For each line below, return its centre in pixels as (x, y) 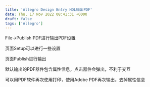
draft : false (19, 19)
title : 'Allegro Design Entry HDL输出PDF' (49, 10)
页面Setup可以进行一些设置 (33, 48)
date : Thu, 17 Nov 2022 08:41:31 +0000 (46, 14)
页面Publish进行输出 (26, 59)
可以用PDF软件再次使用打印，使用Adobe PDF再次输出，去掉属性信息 (75, 80)
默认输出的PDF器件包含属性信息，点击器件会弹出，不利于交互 (68, 69)
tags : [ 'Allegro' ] (24, 23)
